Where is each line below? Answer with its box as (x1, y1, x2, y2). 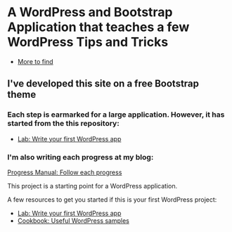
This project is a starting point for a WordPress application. (7, 181, 178, 190)
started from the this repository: (7, 119, 120, 129)
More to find (17, 57, 54, 65)
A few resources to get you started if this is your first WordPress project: (7, 195, 217, 204)
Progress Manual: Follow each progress (7, 168, 122, 176)
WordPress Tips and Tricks (7, 34, 169, 50)
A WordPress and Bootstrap (7, 4, 174, 20)
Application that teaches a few (7, 19, 190, 35)
